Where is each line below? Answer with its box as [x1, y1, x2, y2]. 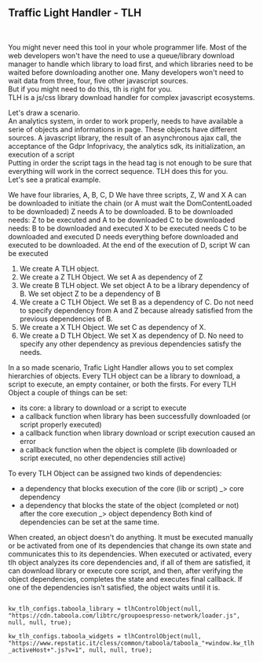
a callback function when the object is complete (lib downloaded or [19, 445, 238, 454]
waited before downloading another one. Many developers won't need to [8, 67, 244, 77]
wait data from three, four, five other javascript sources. [8, 76, 188, 85]
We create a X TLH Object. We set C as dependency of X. [19, 322, 206, 331]
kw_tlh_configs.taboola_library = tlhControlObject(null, [8, 605, 202, 612]
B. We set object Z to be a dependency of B [19, 289, 161, 298]
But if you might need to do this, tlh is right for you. [8, 84, 173, 94]
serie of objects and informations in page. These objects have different [8, 124, 238, 134]
